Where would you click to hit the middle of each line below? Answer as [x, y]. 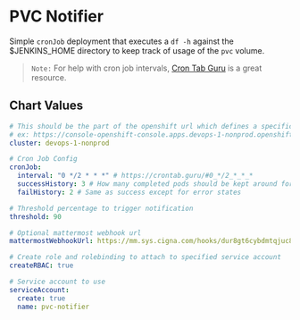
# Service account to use [57, 282]
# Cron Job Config [43, 159]
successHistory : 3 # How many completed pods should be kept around [147, 184]
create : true [42, 298]
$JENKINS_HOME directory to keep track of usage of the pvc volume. [137, 50]
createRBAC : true [42, 265]
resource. [49, 77]
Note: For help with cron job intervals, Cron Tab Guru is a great [146, 68]
